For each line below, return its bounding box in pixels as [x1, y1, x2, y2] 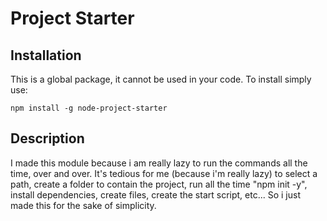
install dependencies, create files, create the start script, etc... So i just [10, 188, 301, 201]
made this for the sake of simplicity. [10, 199, 157, 211]
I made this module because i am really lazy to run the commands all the [10, 157, 308, 169]
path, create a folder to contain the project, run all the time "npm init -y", [10, 178, 308, 190]
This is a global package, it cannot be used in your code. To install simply [10, 73, 312, 85]
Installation [10, 47, 82, 64]
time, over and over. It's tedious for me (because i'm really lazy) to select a [10, 167, 318, 179]
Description [10, 130, 85, 147]
